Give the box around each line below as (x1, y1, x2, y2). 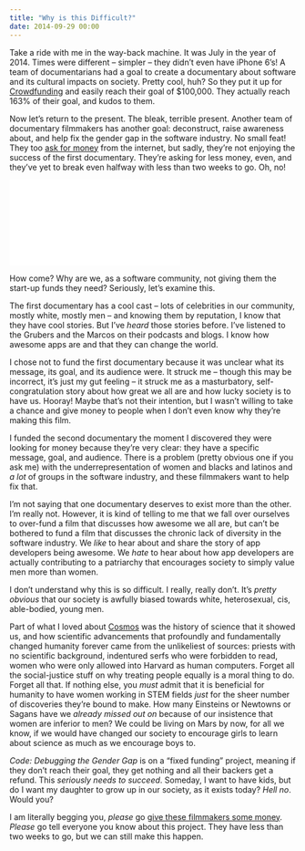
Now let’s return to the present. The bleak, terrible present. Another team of (9, 113, 293, 124)
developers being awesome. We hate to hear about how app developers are (9, 546, 294, 557)
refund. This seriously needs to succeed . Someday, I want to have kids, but (9, 774, 291, 785)
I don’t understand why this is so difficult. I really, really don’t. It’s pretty (9, 584, 277, 595)
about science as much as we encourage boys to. (9, 737, 197, 748)
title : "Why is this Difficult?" (9, 13, 137, 23)
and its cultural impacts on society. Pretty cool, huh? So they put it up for (9, 76, 282, 87)
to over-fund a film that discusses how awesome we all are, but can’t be (9, 517, 280, 529)
